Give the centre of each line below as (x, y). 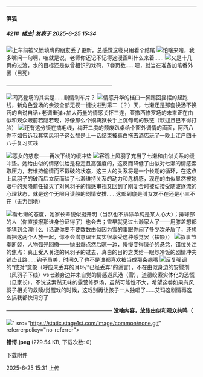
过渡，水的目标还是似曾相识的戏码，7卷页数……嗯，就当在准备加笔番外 (105, 65)
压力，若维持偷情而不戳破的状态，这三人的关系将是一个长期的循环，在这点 (104, 171)
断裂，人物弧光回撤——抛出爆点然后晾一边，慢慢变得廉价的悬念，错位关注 (104, 244)
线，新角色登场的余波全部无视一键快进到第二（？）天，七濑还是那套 (91, 105)
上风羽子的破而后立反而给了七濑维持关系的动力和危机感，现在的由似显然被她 (101, 178)
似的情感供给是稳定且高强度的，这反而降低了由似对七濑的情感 (114, 163)
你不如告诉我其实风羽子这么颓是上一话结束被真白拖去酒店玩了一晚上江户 (96, 135)
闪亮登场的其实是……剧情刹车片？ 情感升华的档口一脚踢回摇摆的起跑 (100, 97)
